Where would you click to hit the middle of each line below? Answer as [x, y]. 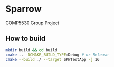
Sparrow [23, 9]
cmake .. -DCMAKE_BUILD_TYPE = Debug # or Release [57, 55]
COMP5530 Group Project [32, 23]
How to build [25, 39]
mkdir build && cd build [31, 50]
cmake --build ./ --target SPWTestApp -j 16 [52, 59]
